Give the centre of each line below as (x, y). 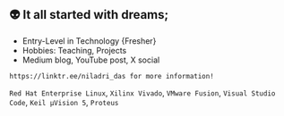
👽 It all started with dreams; (89, 15)
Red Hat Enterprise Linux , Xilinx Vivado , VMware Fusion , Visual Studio (142, 93)
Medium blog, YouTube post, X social (91, 60)
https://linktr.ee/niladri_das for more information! (112, 76)
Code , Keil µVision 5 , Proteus (64, 102)
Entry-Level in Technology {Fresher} (89, 41)
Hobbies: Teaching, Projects (74, 50)
